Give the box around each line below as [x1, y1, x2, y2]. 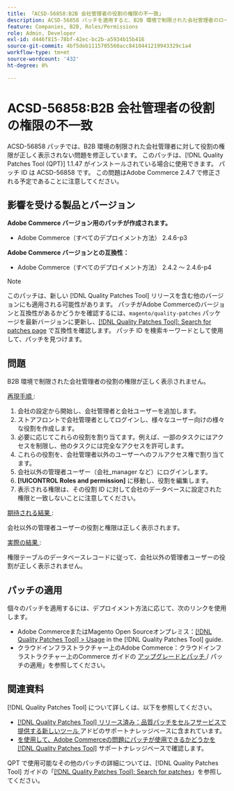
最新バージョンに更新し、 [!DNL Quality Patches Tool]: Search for [25, 318, 212, 326]
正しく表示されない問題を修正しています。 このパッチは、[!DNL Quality [19, 150, 224, 159]
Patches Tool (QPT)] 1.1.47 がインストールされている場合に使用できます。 [7, 159, 218, 168]
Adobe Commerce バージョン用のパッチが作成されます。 [7, 219, 172, 227]
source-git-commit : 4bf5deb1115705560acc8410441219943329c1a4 [7, 42, 192, 49]
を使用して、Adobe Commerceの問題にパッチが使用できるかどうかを [17, 735, 216, 744]
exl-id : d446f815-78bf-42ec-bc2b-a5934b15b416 [7, 36, 145, 43]
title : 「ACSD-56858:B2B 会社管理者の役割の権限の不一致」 [7, 10, 164, 17]
